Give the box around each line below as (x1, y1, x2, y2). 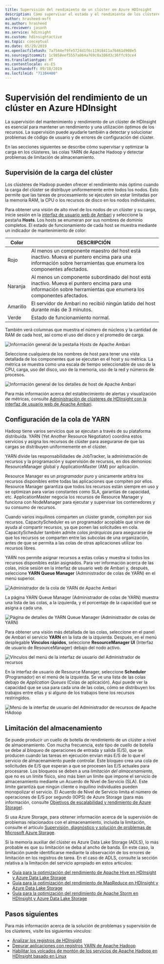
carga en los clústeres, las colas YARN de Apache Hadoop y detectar (5, 149, 144, 155)
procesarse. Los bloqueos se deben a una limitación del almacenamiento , (5, 768, 154, 774)
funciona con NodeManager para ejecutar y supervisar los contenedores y (5, 499, 155, 505)
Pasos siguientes (5, 910, 59, 918)
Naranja (7, 283, 26, 290)
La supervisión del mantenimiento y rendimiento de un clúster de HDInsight (5, 119, 157, 124)
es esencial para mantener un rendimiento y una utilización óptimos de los (5, 124, 155, 130)
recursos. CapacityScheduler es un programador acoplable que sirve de (5, 519, 150, 525)
